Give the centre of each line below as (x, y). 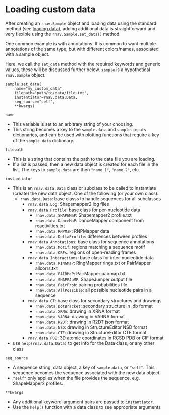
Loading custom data (50, 9)
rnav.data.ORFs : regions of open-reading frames (86, 252)
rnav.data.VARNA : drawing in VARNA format (80, 316)
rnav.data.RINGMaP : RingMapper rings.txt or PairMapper (93, 263)
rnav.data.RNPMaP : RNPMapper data (72, 231)
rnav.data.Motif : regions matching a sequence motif (90, 247)
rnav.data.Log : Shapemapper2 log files (68, 204)
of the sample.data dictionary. (43, 140)
